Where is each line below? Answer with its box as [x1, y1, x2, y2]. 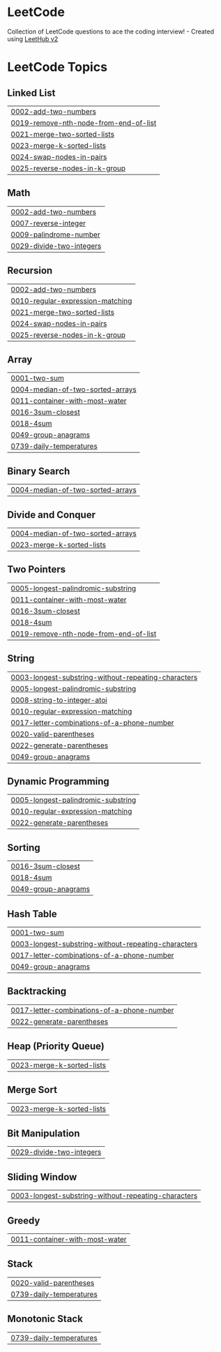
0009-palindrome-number [10, 230, 100, 239]
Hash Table [7, 908, 57, 920]
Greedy [7, 1214, 40, 1226]
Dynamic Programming [7, 775, 109, 787]
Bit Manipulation [7, 1127, 80, 1139]
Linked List [7, 87, 56, 98]
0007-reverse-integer [10, 218, 86, 228]
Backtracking [7, 986, 67, 997]
